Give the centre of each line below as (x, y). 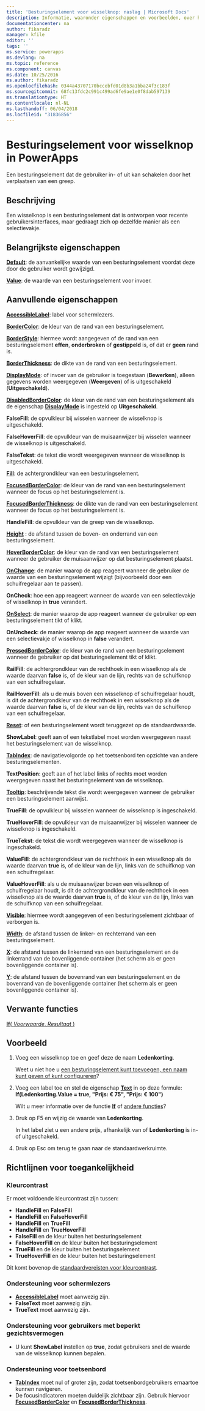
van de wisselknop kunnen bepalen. (60, 1353)
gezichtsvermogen (35, 1333)
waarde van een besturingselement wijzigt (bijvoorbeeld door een (89, 577)
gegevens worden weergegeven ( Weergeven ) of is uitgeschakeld (89, 381)
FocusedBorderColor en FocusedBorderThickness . (81, 1402)
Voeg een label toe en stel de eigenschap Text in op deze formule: (99, 1088)
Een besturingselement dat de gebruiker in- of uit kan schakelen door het (99, 174)
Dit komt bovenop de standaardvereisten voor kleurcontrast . (82, 1268)
